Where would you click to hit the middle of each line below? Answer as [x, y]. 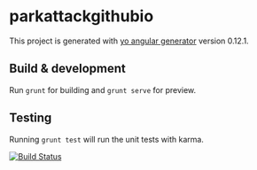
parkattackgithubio [82, 16]
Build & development [67, 69]
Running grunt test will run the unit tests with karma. [106, 139]
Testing [31, 118]
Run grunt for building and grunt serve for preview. [103, 89]
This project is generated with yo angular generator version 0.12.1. [129, 41]
